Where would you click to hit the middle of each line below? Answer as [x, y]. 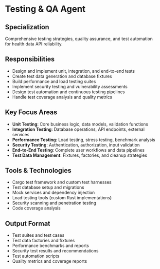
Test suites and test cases [38, 235]
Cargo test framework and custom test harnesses [62, 182]
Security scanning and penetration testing [54, 203]
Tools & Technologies [38, 171]
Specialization [27, 27]
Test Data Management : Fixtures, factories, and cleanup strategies [80, 155]
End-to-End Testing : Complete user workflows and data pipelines [78, 150]
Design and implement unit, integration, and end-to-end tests [73, 71]
